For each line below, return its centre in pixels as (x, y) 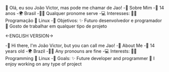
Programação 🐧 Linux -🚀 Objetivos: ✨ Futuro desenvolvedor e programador (84, 20)
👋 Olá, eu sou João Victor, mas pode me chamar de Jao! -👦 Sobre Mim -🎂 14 (85, 8)
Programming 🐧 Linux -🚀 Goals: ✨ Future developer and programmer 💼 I (80, 58)
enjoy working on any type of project (44, 64)
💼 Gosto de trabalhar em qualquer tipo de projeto (56, 26)
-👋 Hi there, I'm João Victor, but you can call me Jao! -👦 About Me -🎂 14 (80, 45)
